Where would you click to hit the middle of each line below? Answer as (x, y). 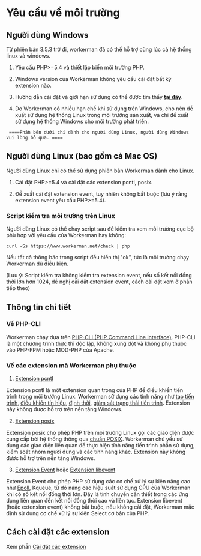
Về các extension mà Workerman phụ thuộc (71, 365)
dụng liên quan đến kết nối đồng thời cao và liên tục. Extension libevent (94, 501)
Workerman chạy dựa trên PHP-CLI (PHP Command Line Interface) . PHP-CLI (101, 337)
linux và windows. (28, 56)
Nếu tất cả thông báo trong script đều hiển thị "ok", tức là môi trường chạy (98, 258)
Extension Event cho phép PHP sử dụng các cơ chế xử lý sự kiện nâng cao (98, 482)
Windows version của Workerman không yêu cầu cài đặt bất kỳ (93, 79)
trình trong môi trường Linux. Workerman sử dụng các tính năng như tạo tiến (100, 397)
